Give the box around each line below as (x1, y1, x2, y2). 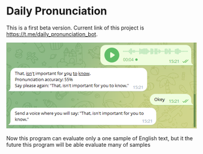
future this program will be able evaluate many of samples (6, 141, 151, 149)
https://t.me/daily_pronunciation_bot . (6, 30, 98, 37)
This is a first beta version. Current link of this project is (6, 24, 144, 31)
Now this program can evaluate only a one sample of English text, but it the (6, 135, 193, 142)
